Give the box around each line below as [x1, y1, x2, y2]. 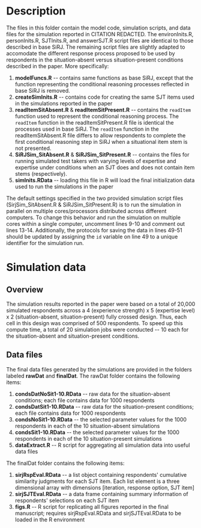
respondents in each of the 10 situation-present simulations [14, 435, 162, 442]
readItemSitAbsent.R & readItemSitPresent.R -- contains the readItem [14, 106, 191, 113]
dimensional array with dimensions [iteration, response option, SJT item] [14, 483, 195, 491]
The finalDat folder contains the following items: [6, 459, 125, 467]
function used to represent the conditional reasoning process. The [14, 113, 179, 120]
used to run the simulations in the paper [14, 182, 114, 190]
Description [6, 4, 66, 18]
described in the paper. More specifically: [6, 62, 109, 70]
